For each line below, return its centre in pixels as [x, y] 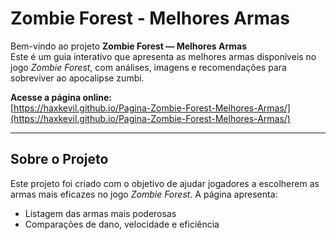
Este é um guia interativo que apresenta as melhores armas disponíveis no [163, 56]
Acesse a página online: [61, 97]
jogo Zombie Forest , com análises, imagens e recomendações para [148, 67]
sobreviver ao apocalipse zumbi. [77, 78]
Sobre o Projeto [59, 159]
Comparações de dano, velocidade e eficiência [122, 224]
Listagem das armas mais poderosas [100, 213]
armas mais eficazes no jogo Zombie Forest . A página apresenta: [144, 194]
